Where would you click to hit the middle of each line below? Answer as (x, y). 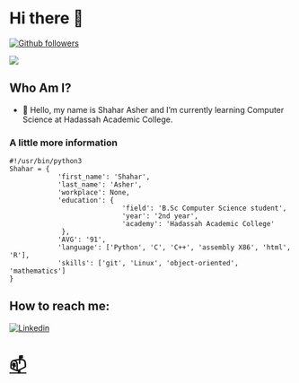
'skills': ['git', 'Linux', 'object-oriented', (148, 264)
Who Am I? (40, 88)
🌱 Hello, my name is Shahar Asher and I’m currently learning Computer (153, 109)
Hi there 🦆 (46, 18)
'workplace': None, (93, 193)
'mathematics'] (38, 271)
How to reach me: (60, 306)
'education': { (86, 201)
